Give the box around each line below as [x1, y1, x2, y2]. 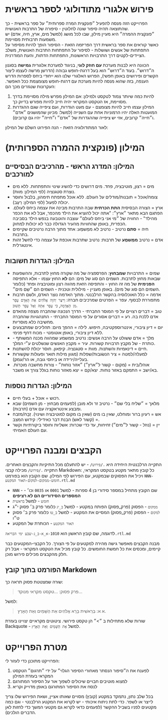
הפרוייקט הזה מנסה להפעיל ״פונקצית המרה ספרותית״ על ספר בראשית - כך [5, 20, 148, 26]
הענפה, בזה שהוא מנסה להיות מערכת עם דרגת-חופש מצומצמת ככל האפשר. [5, 78, 149, 84]
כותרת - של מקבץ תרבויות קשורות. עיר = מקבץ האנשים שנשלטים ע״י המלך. [12, 340, 155, 346]
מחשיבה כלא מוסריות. [12, 319, 54, 325]
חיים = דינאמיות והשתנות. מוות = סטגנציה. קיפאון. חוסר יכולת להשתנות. [12, 345, 148, 351]
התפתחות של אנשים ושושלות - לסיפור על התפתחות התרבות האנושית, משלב [5, 47, 149, 53]
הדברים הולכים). [5, 709, 36, 715]
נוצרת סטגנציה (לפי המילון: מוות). [12, 188, 76, 194]
